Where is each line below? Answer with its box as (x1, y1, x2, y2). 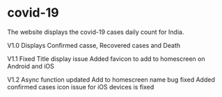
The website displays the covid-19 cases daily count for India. (7, 28, 184, 36)
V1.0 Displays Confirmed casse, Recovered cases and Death (7, 41, 181, 49)
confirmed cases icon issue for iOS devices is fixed (7, 82, 154, 91)
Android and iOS (7, 62, 54, 70)
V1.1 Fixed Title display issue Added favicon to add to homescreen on (7, 54, 205, 63)
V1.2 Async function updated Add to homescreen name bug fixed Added (7, 75, 216, 84)
